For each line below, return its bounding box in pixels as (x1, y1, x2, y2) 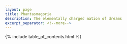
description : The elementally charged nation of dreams (5, 16, 122, 21)
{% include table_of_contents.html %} (5, 34, 82, 40)
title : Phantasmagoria (5, 12, 52, 16)
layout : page (5, 7, 32, 12)
